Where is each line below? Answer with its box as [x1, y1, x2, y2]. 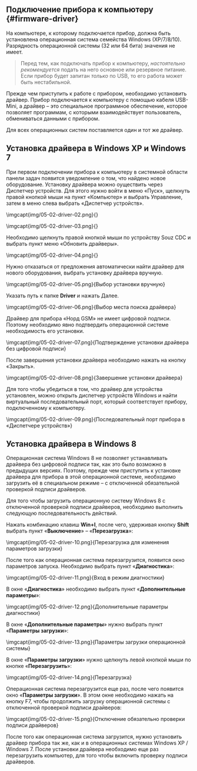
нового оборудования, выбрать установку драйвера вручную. [6, 269, 163, 276]
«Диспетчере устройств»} [6, 422, 73, 429]
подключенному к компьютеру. [6, 404, 86, 411]
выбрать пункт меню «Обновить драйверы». [6, 240, 119, 247]
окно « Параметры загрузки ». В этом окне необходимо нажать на [6, 691, 174, 699]
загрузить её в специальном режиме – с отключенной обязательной [6, 479, 179, 487]
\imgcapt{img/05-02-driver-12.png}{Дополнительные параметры [6, 603, 169, 610]
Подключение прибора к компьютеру [6, 5, 154, 15]
